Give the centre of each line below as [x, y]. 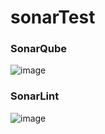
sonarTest [53, 17]
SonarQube [39, 49]
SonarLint [35, 96]
